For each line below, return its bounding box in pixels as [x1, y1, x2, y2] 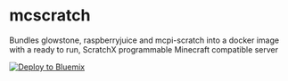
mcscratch [9, 5, 91, 26]
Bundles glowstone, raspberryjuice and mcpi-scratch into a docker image [9, 35, 279, 45]
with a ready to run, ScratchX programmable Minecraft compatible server [9, 44, 279, 54]
